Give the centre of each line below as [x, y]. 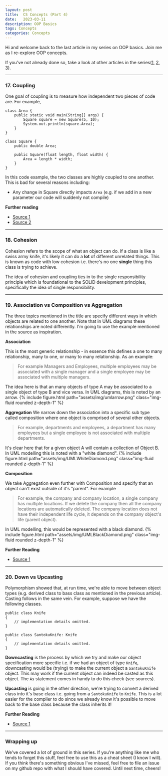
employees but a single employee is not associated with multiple [84, 433]
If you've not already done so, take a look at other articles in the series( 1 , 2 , [82, 62]
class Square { [21, 142]
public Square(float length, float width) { [61, 155]
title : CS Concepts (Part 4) [37, 15]
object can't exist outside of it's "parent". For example [60, 488]
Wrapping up [21, 741]
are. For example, [23, 102]
